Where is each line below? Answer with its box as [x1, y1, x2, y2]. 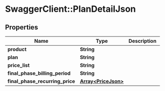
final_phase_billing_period [7, 70, 71, 77]
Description [128, 38, 157, 44]
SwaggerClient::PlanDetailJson [5, 3, 136, 15]
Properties [5, 23, 38, 31]
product [7, 46, 27, 53]
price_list [7, 62, 30, 68]
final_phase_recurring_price [7, 78, 75, 85]
